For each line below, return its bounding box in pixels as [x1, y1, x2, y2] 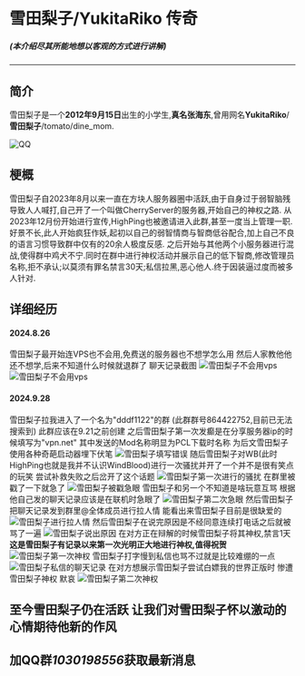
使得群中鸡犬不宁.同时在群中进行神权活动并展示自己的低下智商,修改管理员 [19, 250, 295, 260]
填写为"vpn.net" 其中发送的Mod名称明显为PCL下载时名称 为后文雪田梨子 [16, 436, 289, 447]
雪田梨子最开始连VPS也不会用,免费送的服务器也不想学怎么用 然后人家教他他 [9, 348, 292, 359]
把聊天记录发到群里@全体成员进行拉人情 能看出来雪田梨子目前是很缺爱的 [9, 505, 282, 515]
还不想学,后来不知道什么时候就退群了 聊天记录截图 [9, 360, 197, 371]
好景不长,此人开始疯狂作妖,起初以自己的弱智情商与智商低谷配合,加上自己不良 [9, 227, 295, 238]
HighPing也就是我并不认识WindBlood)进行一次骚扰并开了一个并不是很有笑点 [9, 459, 294, 470]
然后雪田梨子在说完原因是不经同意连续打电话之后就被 [92, 516, 291, 527]
